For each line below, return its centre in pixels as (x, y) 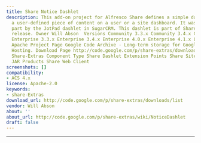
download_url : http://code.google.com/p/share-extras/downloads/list (95, 100)
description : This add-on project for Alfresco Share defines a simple (97, 17)
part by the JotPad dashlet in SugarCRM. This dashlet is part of (96, 28)
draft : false (22, 123)
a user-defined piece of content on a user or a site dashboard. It (99, 23)
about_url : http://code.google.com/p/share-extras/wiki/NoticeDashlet (96, 117)
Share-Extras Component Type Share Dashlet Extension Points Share (98, 56)
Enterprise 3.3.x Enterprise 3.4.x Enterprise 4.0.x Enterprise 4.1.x (101, 39)
